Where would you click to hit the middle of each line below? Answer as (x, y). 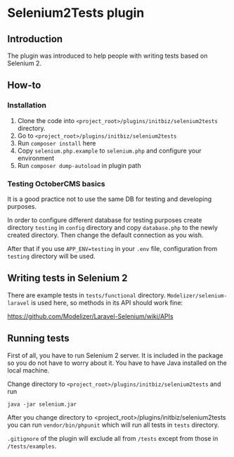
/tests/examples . (32, 446)
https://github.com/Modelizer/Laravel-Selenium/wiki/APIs (90, 316)
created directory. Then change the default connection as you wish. (105, 235)
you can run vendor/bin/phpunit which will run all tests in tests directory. (113, 425)
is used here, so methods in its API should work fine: (107, 302)
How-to (24, 85)
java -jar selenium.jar (42, 404)
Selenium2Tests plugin (76, 13)
